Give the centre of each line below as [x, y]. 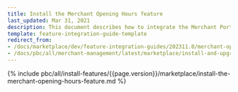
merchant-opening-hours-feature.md [62, 81]
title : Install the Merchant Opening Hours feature [85, 14]
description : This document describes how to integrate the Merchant [112, 27]
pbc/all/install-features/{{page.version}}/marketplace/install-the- [136, 73]
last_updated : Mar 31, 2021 [49, 21]
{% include [23, 73]
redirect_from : [30, 40]
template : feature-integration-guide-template [77, 34]
